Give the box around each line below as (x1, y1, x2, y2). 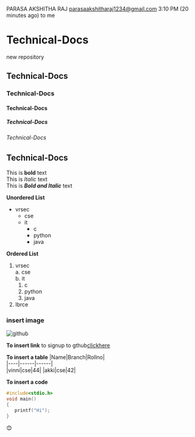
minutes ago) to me (6, 12, 55, 19)
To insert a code (6, 378, 48, 386)
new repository (6, 53, 44, 61)
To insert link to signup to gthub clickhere (6, 342, 111, 349)
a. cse (15, 268, 31, 276)
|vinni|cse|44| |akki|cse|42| (6, 367, 76, 374)
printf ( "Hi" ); (14, 407, 51, 413)
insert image (6, 316, 44, 325)
